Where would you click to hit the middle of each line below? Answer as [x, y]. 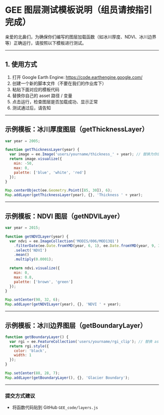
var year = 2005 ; [23, 141]
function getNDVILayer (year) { [37, 236]
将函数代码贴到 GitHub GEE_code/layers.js [55, 408]
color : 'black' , [31, 351]
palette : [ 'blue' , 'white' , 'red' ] [50, 172]
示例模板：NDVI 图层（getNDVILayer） [64, 216]
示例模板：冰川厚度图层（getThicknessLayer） [77, 130]
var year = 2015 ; [23, 228]
